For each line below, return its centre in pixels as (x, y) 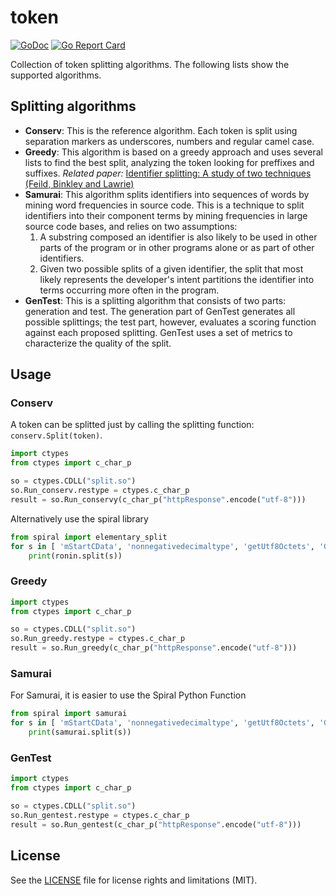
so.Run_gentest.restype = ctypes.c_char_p (100, 815)
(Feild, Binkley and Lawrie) (79, 183)
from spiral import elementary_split (89, 537)
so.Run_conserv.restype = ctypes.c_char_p (100, 491)
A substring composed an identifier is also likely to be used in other (178, 237)
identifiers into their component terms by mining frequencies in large (166, 215)
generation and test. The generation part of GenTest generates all (160, 311)
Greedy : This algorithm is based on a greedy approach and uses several (173, 152)
